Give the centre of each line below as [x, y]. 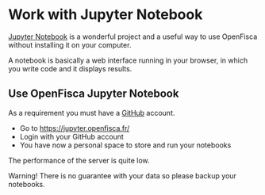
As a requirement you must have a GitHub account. [92, 113]
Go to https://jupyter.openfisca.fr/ [75, 128]
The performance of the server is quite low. [79, 160]
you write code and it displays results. [70, 68]
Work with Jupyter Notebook [106, 15]
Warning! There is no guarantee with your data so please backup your [122, 175]
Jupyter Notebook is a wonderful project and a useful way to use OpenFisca [133, 36]
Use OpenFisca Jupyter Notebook [94, 94]
